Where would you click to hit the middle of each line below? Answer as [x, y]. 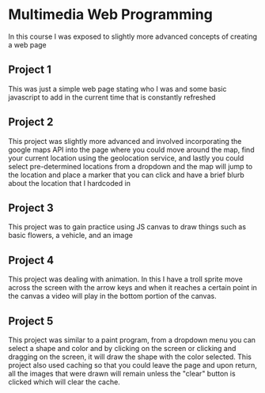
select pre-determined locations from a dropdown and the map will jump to [131, 166]
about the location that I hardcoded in [69, 183]
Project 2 [31, 122]
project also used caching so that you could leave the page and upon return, [132, 365]
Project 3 [31, 208]
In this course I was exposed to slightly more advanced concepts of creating [133, 36]
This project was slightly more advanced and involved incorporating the [125, 141]
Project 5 [31, 321]
